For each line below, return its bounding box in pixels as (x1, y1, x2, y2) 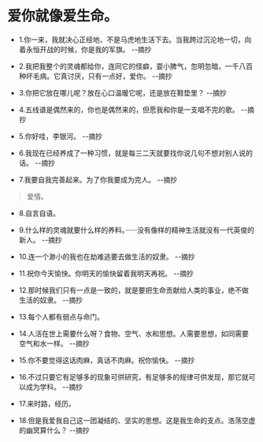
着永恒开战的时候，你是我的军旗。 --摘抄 (18, 44, 152, 54)
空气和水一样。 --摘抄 (18, 339, 90, 348)
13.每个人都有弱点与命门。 (18, 312, 104, 321)
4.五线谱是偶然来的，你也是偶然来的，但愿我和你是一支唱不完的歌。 (18, 104, 239, 114)
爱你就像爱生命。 (7, 7, 119, 25)
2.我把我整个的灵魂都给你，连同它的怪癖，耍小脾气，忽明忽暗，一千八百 (18, 61, 254, 71)
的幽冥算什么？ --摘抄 (18, 425, 90, 435)
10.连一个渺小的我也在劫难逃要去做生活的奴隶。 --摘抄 (18, 252, 195, 261)
